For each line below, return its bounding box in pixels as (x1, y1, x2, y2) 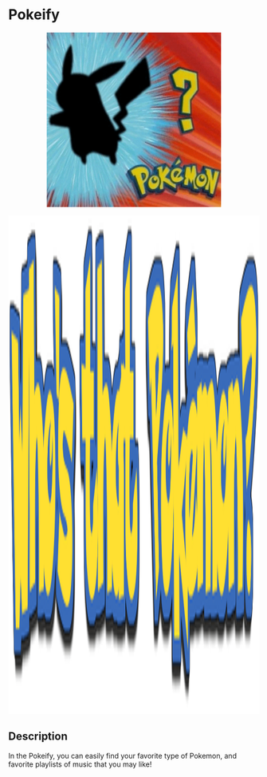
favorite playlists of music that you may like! (8, 759, 152, 769)
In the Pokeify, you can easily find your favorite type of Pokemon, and (8, 751, 238, 760)
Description (8, 730, 68, 743)
